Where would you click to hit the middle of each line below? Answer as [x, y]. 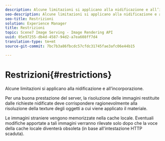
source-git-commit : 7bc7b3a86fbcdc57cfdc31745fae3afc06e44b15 [70, 46]
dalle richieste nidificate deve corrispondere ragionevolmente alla [71, 103]
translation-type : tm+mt [30, 42]
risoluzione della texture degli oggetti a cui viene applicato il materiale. [76, 108]
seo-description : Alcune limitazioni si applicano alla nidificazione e [81, 14]
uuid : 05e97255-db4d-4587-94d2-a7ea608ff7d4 [51, 37]
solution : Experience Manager [36, 23]
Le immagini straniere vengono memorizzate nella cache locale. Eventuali [79, 118]
